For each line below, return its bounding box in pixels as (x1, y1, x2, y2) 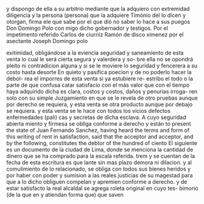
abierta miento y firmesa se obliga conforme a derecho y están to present (6, 120, 191, 127)
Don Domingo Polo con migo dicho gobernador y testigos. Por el (6, 24, 169, 32)
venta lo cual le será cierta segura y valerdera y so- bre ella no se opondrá (6, 56, 194, 63)
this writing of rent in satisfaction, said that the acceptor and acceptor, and (6, 133, 194, 140)
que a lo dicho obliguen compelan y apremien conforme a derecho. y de (6, 178, 188, 185)
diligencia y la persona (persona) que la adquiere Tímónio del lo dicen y (6, 12, 186, 19)
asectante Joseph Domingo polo (6, 38, 88, 44)
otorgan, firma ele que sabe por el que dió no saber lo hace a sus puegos (6, 18, 191, 25)
